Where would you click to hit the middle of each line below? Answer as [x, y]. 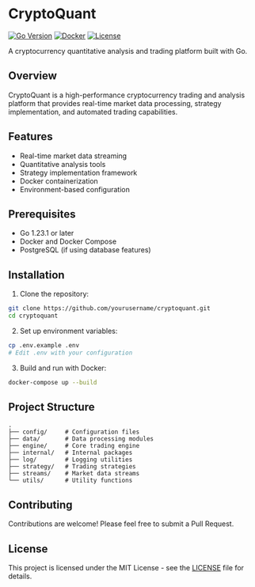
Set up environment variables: [69, 331]
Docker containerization [59, 181]
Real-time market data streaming [73, 156]
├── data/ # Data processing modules [81, 439]
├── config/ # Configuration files [74, 432]
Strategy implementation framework [78, 172]
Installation [36, 275]
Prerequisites [42, 214]
